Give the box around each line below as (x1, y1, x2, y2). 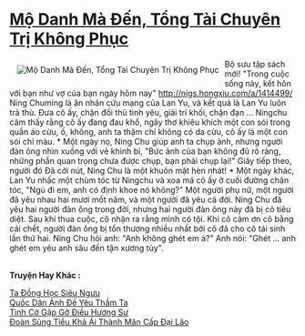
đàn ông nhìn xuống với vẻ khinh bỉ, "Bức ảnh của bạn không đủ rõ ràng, (9, 146, 281, 157)
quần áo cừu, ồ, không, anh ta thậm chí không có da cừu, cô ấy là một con (9, 126, 289, 137)
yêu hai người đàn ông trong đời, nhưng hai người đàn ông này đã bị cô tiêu (9, 203, 291, 214)
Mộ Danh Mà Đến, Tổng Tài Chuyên (9, 9, 280, 30)
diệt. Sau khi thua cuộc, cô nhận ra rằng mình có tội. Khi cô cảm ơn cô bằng (9, 213, 294, 224)
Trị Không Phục (9, 28, 129, 49)
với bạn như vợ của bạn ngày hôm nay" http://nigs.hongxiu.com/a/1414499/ (9, 87, 293, 98)
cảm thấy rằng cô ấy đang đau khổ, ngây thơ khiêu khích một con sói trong (9, 117, 290, 127)
